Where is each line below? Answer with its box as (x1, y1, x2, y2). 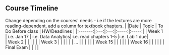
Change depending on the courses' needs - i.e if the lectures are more (5, 17, 152, 23)
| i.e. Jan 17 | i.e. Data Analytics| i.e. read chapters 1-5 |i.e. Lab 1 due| (5, 33, 148, 39)
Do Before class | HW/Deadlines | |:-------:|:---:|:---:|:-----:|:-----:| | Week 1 (5, 28, 163, 34)
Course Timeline (5, 4, 59, 13)
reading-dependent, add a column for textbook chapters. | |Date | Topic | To (5, 23, 163, 29)
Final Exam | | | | (5, 44, 39, 50)
